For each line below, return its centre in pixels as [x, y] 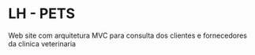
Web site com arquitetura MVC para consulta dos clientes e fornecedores [127, 35]
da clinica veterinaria [42, 43]
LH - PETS [42, 14]
